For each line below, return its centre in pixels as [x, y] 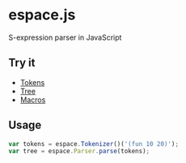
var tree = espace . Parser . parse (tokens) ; [79, 152]
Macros [33, 100]
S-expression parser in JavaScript [65, 37]
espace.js [42, 15]
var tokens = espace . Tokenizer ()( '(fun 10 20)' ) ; [94, 144]
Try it [22, 63]
